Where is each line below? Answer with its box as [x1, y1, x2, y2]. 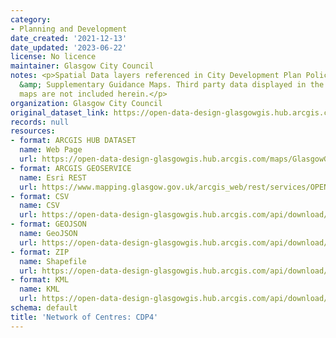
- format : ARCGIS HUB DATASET [10, 136, 137, 146]
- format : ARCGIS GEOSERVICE [10, 163, 132, 173]
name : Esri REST [19, 172, 87, 183]
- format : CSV [10, 191, 70, 201]
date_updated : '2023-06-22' [10, 42, 128, 53]
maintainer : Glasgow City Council [10, 61, 155, 71]
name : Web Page [19, 145, 83, 155]
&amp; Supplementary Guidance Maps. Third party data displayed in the [19, 80, 325, 90]
